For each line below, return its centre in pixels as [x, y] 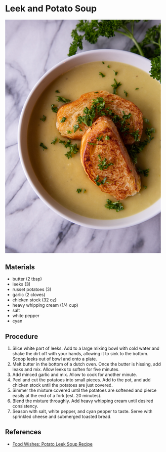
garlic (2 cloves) [29, 295]
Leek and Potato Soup [51, 9]
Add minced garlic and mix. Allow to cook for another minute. [75, 375]
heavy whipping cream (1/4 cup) [45, 305]
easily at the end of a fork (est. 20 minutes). [57, 396]
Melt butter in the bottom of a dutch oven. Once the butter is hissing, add [86, 364]
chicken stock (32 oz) [34, 300]
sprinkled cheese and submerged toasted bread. [62, 417]
